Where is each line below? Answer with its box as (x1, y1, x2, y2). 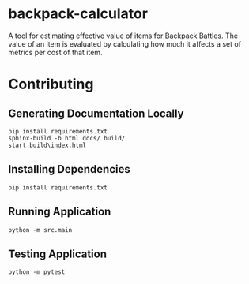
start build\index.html (8, 141, 87, 149)
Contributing (8, 76, 94, 93)
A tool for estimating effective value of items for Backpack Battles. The (8, 31, 239, 40)
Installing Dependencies (8, 163, 130, 176)
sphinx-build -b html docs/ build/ (8, 134, 126, 142)
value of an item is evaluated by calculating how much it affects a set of (8, 39, 242, 48)
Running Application (8, 205, 111, 219)
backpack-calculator (8, 5, 149, 23)
